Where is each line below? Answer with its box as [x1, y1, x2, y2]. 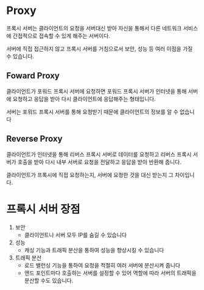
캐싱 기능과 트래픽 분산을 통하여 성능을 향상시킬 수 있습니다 [24, 246, 164, 254]
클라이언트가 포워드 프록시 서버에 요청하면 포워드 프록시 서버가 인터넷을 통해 [6, 88, 187, 95]
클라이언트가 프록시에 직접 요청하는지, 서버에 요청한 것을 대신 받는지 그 [6, 171, 174, 178]
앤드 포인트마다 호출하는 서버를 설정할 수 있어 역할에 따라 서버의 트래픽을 [24, 269, 197, 277]
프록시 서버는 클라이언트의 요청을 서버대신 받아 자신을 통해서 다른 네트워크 [6, 24, 182, 32]
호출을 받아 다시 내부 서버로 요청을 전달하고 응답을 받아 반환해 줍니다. [17, 158, 181, 165]
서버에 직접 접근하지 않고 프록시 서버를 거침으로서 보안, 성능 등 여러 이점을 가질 [6, 45, 193, 52]
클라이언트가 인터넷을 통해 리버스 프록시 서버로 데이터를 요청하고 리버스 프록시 [6, 150, 192, 158]
